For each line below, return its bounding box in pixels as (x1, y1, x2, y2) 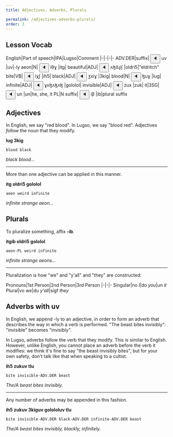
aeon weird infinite (6, 191, 50, 196)
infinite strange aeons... (6, 257, 56, 263)
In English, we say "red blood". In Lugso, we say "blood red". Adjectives (6, 122, 158, 128)
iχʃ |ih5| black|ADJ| (34, 73, 76, 80)
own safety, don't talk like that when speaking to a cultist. (6, 353, 127, 359)
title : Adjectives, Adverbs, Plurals (6, 7, 87, 13)
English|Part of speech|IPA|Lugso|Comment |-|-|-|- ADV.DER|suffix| (6, 55, 149, 62)
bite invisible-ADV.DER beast (6, 373, 71, 378)
